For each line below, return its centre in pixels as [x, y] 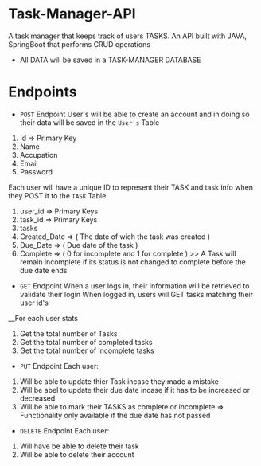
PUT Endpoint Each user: [59, 366]
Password [36, 171]
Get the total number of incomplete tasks [87, 350]
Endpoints [43, 92]
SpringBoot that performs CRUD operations [80, 44]
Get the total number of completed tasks [86, 342]
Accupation [39, 155]
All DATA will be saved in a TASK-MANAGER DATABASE [110, 60]
